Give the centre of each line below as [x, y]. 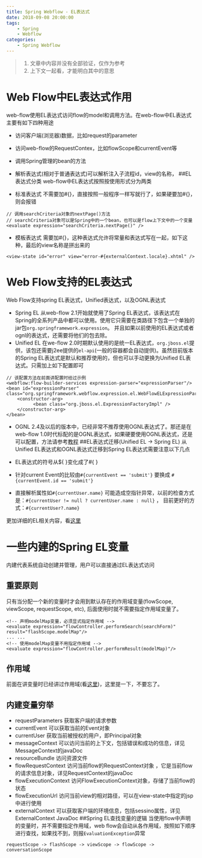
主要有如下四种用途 [30, 122]
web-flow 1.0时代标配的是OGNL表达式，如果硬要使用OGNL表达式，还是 [104, 434]
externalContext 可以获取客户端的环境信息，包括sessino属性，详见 [98, 811]
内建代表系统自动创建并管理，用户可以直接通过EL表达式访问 [81, 565]
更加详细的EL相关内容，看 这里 [44, 520]
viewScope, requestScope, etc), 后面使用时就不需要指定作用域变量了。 [94, 608]
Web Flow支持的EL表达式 [69, 282]
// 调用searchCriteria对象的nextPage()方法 [58, 214]
